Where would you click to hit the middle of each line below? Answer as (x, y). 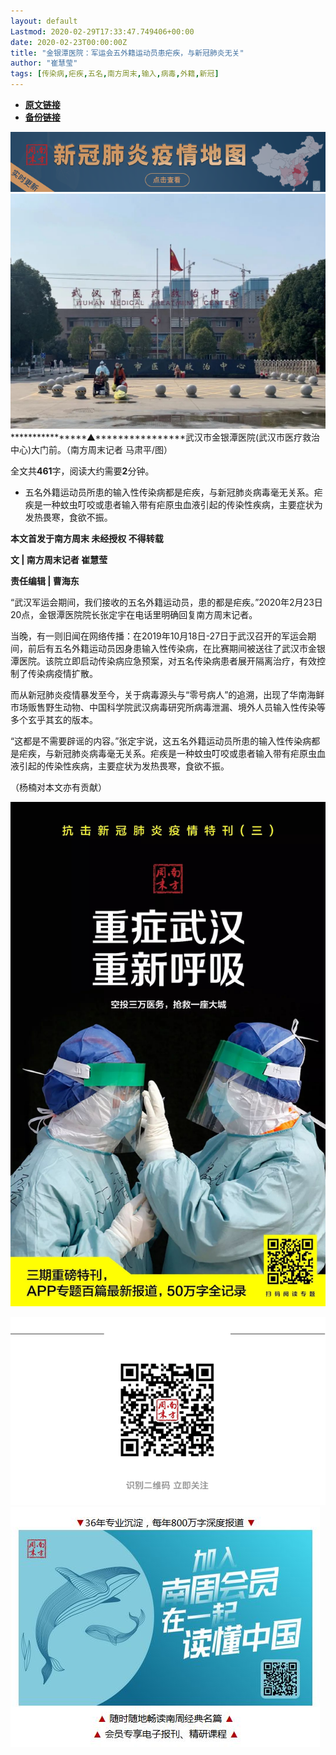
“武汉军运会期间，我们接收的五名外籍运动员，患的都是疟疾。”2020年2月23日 (166, 602)
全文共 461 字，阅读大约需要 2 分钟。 (82, 471)
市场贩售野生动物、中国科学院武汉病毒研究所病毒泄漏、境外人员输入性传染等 (168, 707)
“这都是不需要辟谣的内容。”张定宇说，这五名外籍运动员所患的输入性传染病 (161, 741)
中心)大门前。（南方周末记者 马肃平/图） (91, 450)
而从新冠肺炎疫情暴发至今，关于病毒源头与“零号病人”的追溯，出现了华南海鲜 (167, 695)
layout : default (44, 21)
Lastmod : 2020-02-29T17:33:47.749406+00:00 (102, 31)
